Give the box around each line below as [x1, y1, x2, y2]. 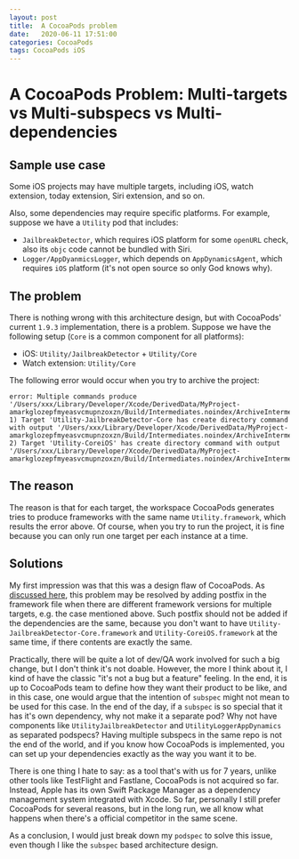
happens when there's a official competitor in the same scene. [9, 813, 238, 823]
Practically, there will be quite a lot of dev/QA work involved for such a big [9, 654, 280, 664]
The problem [9, 288, 82, 303]
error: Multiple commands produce [9, 392, 138, 401]
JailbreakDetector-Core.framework [9, 629, 138, 638]
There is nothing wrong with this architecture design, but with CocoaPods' [9, 312, 282, 323]
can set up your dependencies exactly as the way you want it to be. [9, 748, 257, 759]
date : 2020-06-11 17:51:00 [9, 29, 117, 38]
